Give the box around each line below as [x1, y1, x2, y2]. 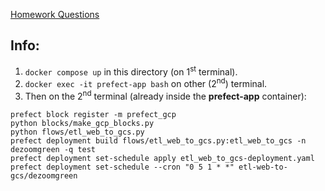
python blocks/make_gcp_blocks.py [10, 118, 155, 128]
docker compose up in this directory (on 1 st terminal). [24, 64, 238, 78]
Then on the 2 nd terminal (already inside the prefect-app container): [24, 89, 307, 102]
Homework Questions [10, 9, 100, 20]
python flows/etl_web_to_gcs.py [10, 127, 145, 137]
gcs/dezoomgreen [10, 170, 78, 181]
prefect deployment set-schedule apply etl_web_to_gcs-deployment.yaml [10, 153, 315, 163]
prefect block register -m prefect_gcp [10, 109, 177, 119]
